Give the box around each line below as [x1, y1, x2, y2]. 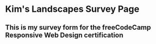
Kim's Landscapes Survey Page [5, 3, 139, 15]
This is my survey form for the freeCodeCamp [5, 23, 151, 32]
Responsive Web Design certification [5, 31, 123, 39]
